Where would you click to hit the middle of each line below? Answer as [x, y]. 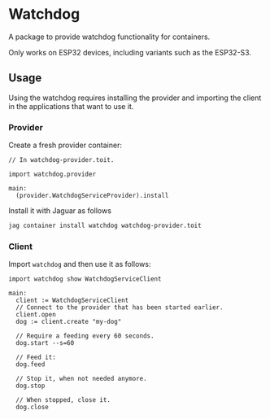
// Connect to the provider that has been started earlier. [120, 308]
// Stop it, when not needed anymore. [82, 379]
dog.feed [30, 364]
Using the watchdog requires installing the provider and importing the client [135, 98]
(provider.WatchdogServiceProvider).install [92, 196]
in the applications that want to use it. [71, 106]
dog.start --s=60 [45, 343]
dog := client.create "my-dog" [69, 322]
